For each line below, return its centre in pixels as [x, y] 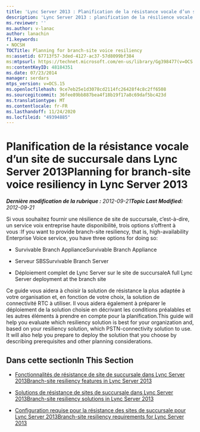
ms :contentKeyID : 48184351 [40, 67]
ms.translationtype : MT [36, 100]
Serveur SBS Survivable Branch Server [62, 261]
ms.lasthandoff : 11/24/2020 [41, 112]
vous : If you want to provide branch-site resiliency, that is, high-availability [97, 232]
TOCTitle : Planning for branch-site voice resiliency [74, 51]
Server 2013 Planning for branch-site [99, 172]
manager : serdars [28, 78]
